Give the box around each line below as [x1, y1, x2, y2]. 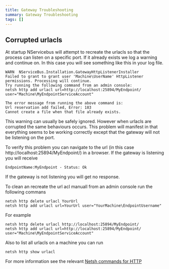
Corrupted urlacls [5, 35, 62, 44]
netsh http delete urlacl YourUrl [5, 199, 78, 204]
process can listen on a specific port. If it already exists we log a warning [5, 54, 157, 61]
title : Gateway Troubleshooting [5, 7, 73, 13]
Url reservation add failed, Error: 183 [5, 105, 92, 110]
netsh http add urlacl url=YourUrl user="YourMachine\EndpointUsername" [5, 203, 162, 208]
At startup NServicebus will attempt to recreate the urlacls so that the [5, 49, 150, 55]
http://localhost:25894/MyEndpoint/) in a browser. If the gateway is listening [5, 150, 164, 156]
